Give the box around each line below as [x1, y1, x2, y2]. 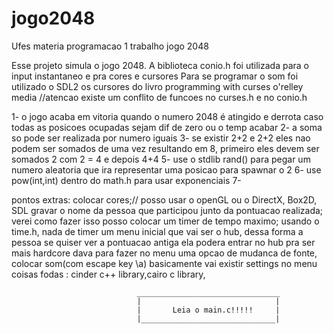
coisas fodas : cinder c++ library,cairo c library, [11, 268, 206, 280]
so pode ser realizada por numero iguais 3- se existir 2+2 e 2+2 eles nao [11, 132, 311, 144]
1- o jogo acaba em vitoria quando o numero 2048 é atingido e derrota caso [11, 110, 324, 122]
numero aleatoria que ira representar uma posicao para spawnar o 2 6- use [11, 163, 322, 176]
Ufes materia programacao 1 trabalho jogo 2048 [11, 40, 209, 52]
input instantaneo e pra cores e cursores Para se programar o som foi [11, 70, 299, 82]
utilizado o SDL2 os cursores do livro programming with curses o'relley [11, 80, 304, 92]
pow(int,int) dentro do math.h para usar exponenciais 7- [11, 174, 242, 186]
